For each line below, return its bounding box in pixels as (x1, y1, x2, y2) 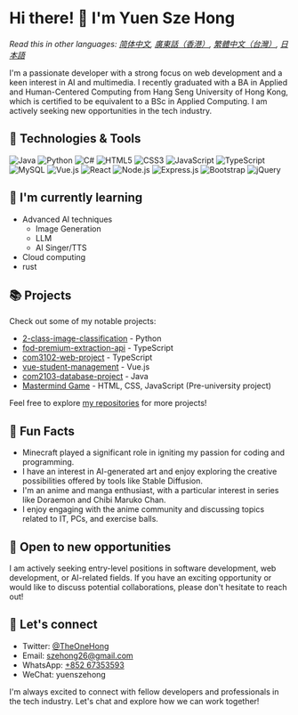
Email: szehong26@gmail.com (21, 650, 133, 661)
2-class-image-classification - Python (21, 333, 162, 344)
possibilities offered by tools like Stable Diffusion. (21, 475, 203, 486)
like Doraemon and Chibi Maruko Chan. (21, 494, 166, 506)
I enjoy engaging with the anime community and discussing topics (21, 504, 265, 515)
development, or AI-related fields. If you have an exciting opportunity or (9, 573, 272, 582)
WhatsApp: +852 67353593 (21, 659, 125, 670)
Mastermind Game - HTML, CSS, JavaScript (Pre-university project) (21, 380, 271, 391)
